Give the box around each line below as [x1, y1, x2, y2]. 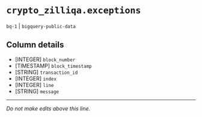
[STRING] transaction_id [14, 68, 78, 76]
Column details [6, 40, 64, 50]
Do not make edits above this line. [6, 104, 91, 112]
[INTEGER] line [14, 81, 54, 88]
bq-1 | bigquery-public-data [6, 22, 76, 29]
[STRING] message [14, 88, 59, 95]
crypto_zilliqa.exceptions [6, 5, 141, 16]
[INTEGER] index [14, 74, 57, 82]
